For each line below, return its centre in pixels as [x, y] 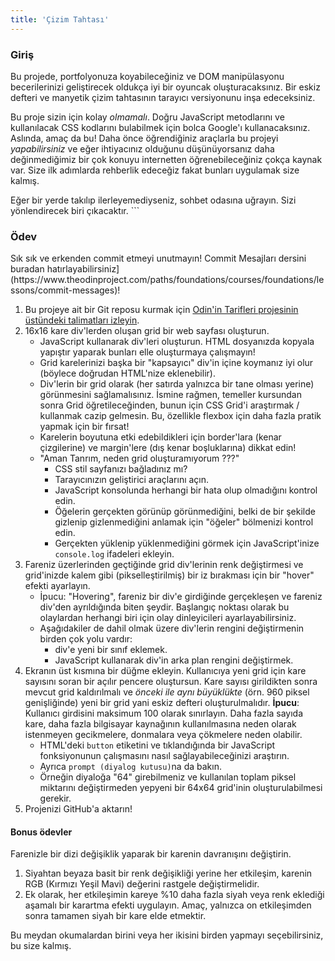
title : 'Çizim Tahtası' [60, 19]
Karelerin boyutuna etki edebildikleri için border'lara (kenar [160, 437]
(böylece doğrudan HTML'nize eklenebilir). [127, 373]
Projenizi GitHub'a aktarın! [78, 809]
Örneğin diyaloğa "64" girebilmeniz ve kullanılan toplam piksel [168, 777]
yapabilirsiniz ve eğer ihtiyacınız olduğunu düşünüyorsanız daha [142, 148]
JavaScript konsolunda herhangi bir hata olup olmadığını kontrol [186, 490]
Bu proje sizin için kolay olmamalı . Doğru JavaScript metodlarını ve [147, 117]
